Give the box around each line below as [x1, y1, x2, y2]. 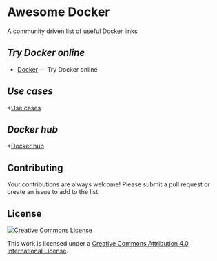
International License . [7, 246, 69, 255]
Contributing [7, 162, 63, 173]
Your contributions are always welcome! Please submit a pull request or [7, 180, 210, 188]
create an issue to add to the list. [7, 188, 100, 196]
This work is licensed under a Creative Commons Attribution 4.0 [7, 240, 189, 247]
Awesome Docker [7, 4, 110, 20]
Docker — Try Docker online [17, 65, 98, 73]
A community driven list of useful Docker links [7, 27, 138, 35]
